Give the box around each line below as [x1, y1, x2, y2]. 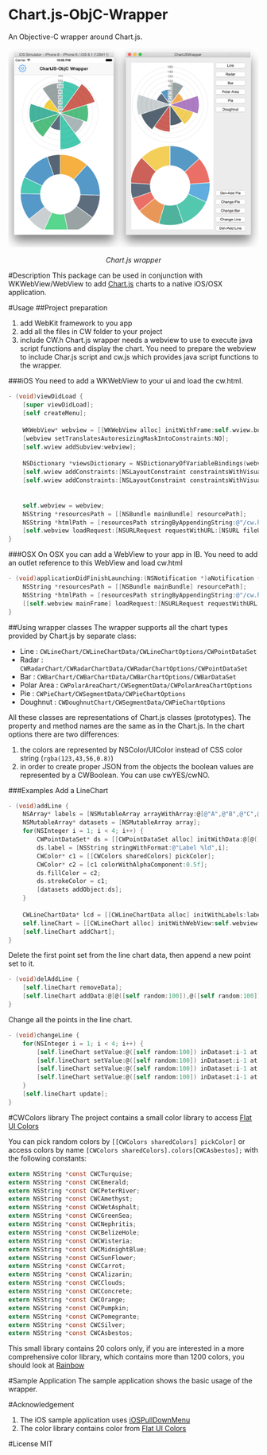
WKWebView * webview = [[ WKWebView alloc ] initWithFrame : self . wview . [22, 426, 254, 434]
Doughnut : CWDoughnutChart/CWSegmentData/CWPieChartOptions [19, 697, 226, 706]
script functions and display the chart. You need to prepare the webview [19, 344, 257, 353]
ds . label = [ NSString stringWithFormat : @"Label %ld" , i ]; [37, 843, 229, 852]
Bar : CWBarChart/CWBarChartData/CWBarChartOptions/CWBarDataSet [19, 671, 237, 681]
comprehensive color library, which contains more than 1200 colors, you [8, 1352, 245, 1362]
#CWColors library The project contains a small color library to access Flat [8, 1112, 253, 1122]
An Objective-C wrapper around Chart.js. [8, 32, 143, 41]
